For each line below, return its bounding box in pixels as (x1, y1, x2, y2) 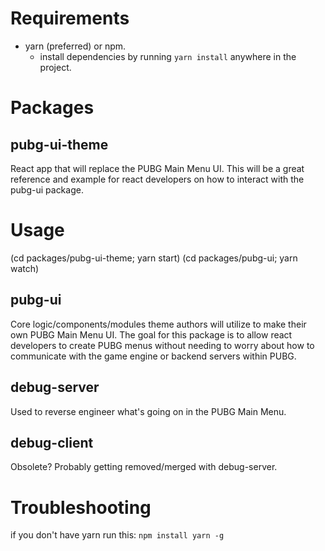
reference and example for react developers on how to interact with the (10, 173, 305, 185)
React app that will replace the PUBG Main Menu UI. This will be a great (10, 162, 305, 174)
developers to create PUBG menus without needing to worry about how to (10, 339, 315, 351)
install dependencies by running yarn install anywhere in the (39, 50, 297, 62)
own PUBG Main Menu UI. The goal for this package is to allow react (10, 328, 293, 341)
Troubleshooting (10, 496, 152, 519)
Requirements (10, 7, 130, 30)
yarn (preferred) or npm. (24, 40, 127, 52)
